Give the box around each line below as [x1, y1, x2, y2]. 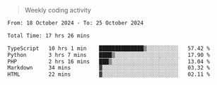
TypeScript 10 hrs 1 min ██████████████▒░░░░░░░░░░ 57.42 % [7, 45, 211, 52]
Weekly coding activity [24, 6, 92, 14]
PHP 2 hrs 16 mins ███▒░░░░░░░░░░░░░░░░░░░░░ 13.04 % [7, 58, 211, 65]
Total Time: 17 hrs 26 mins [7, 32, 90, 39]
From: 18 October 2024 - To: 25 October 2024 [7, 20, 143, 27]
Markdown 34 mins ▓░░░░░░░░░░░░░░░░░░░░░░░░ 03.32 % [7, 65, 211, 72]
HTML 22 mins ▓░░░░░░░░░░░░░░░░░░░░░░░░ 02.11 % [7, 71, 211, 78]
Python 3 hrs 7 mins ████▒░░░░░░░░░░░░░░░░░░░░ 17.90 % [7, 51, 211, 58]
